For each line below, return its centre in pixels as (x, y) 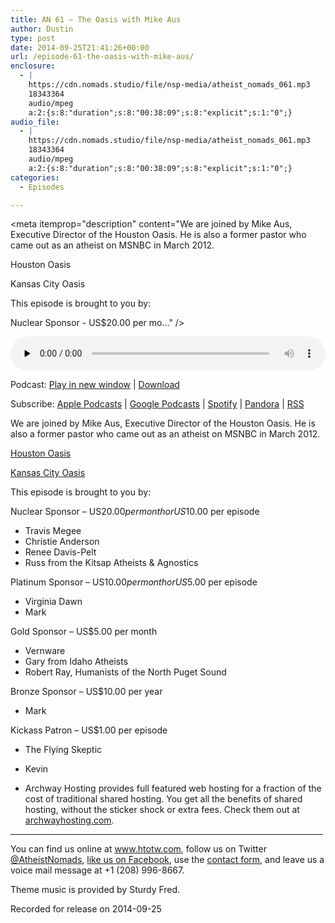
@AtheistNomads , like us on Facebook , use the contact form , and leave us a (167, 860)
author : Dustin (42, 29)
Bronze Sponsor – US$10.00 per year (86, 692)
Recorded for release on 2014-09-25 (86, 909)
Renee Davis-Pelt (60, 552)
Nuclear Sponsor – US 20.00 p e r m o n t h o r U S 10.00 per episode (135, 512)
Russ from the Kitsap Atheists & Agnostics (111, 563)
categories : (35, 177)
